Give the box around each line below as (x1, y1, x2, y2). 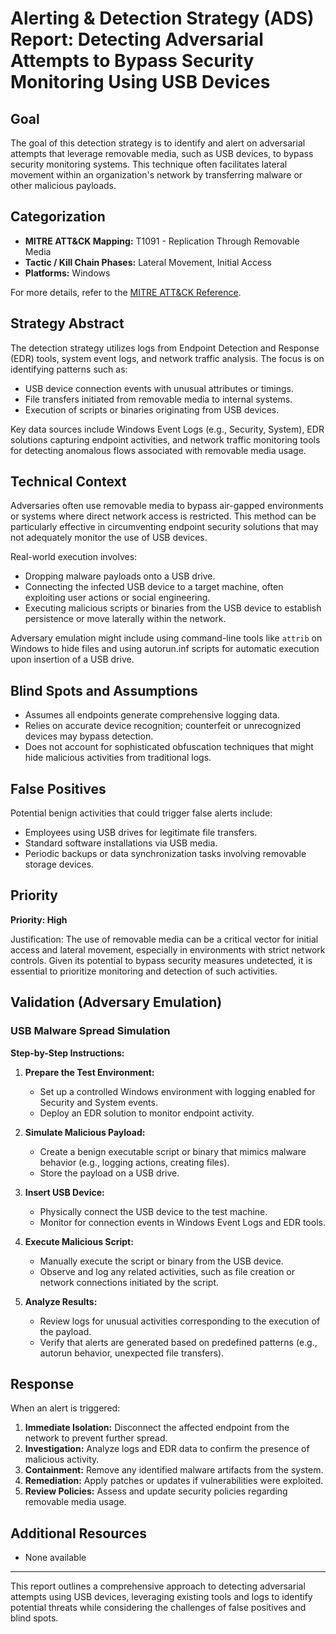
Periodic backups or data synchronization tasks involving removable (24, 848, 307, 860)
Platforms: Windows (24, 267, 111, 279)
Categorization (10, 208, 106, 226)
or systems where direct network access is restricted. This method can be (10, 510, 317, 522)
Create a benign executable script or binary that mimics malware (39, 1145, 307, 1157)
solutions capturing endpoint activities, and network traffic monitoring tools (10, 433, 321, 446)
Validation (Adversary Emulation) (10, 994, 223, 1011)
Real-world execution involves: (10, 551, 138, 563)
